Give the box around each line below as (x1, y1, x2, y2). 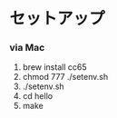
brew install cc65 (22, 62, 87, 73)
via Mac (9, 42, 45, 54)
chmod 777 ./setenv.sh (22, 72, 109, 83)
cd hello (22, 91, 53, 102)
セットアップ (9, 8, 106, 29)
